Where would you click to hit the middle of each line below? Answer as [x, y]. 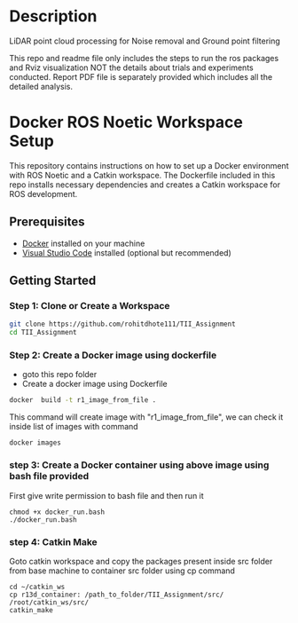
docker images [35, 443]
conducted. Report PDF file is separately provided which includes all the [141, 76]
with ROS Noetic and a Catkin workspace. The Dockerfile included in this [142, 175]
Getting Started [53, 281]
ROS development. [43, 193]
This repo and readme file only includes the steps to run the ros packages [144, 58]
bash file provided [49, 477]
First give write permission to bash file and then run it [106, 495]
